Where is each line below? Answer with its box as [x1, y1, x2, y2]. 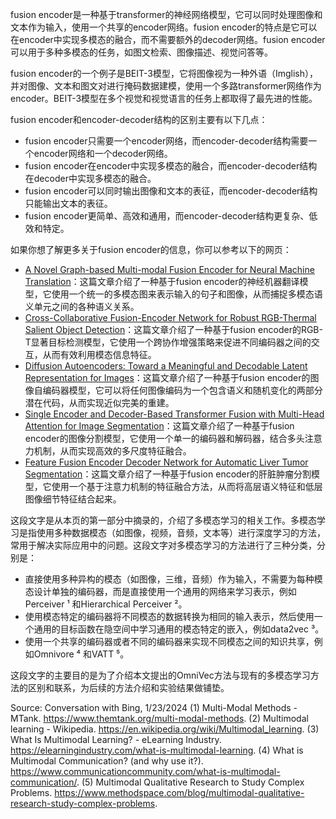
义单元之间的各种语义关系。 [24, 301, 140, 312]
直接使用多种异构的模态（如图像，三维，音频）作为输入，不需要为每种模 [24, 573, 323, 585]
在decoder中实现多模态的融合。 [24, 173, 157, 184]
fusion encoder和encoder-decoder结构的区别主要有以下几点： [10, 114, 268, 125]
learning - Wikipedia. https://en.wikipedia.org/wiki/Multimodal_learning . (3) [10, 723, 320, 735]
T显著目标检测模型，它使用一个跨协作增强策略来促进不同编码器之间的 [24, 336, 312, 348]
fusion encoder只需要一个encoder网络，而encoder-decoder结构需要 [24, 135, 309, 147]
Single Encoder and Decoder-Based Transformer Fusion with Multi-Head [24, 408, 325, 420]
